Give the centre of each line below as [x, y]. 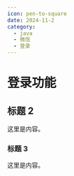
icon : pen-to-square [37, 14]
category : [22, 27]
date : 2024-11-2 [31, 20]
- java [23, 33]
